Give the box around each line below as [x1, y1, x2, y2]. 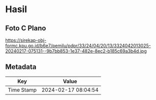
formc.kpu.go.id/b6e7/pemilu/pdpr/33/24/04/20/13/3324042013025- [5, 43, 151, 49]
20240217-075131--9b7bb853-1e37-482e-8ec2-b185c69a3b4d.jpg [5, 48, 147, 54]
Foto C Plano [5, 24, 46, 32]
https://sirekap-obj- [5, 37, 47, 43]
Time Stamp [8, 86, 37, 93]
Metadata [5, 62, 37, 72]
